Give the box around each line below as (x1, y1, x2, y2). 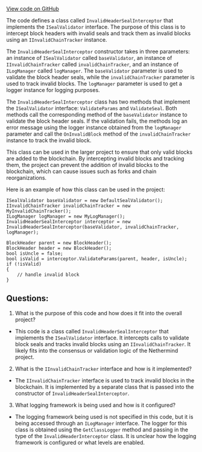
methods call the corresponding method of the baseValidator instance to (6, 111, 188, 118)
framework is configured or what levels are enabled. (14, 439, 145, 446)
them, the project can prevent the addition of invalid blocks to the (6, 162, 169, 168)
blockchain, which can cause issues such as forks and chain (6, 168, 157, 175)
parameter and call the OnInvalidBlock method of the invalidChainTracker (6, 130, 191, 137)
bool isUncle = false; (6, 251, 63, 257)
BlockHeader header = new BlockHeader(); (6, 245, 112, 251)
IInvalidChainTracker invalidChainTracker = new (6, 203, 131, 209)
